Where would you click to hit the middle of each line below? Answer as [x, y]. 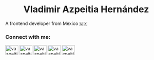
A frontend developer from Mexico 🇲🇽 [46, 23]
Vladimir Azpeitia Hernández [86, 9]
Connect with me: [28, 37]
